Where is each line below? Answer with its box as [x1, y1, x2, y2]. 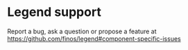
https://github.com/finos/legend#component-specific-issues [7, 34, 182, 42]
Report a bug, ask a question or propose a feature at [7, 27, 157, 35]
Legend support [7, 4, 102, 20]
